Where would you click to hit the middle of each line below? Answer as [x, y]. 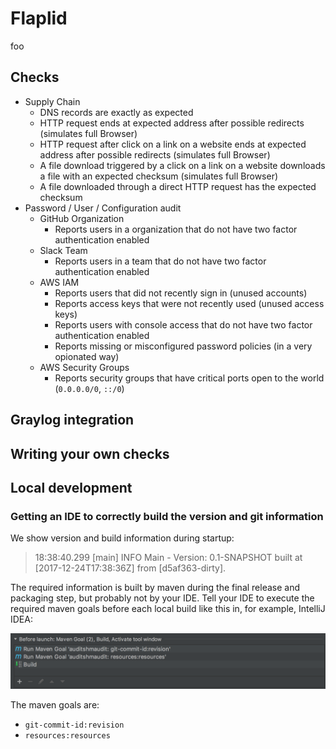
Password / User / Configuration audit [103, 208]
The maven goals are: [55, 704]
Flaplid [39, 18]
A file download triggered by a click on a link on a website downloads [182, 165]
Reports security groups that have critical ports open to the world [189, 378]
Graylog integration [72, 420]
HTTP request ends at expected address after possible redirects [172, 123]
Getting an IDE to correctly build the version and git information [167, 516]
